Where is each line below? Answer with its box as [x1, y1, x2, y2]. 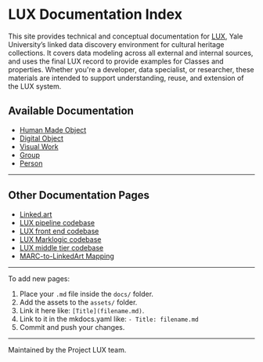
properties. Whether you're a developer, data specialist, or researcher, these [8, 64, 254, 74]
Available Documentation [8, 104, 135, 118]
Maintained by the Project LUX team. [8, 345, 127, 354]
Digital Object [19, 133, 64, 143]
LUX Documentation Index [8, 5, 182, 24]
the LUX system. [8, 81, 62, 91]
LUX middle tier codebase [19, 243, 104, 252]
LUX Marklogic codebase [19, 234, 102, 244]
